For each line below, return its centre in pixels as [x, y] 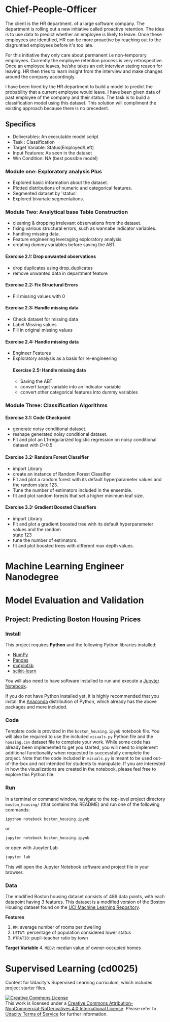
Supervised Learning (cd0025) [72, 968]
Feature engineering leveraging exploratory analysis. [67, 239]
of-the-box [17, 764]
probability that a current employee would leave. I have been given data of [83, 92]
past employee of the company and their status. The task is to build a [78, 97]
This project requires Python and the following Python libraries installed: [81, 645]
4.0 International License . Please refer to [114, 1009]
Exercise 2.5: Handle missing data [49, 370]
